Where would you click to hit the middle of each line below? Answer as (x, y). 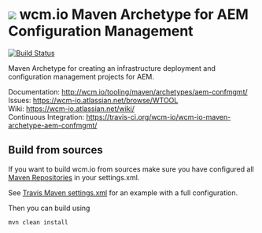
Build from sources (56, 150)
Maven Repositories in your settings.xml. (74, 177)
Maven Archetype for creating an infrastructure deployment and (112, 68)
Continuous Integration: (46, 116)
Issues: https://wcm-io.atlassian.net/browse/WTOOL (93, 100)
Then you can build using (49, 208)
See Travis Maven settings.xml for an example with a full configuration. (123, 192)
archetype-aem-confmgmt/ (53, 125)
